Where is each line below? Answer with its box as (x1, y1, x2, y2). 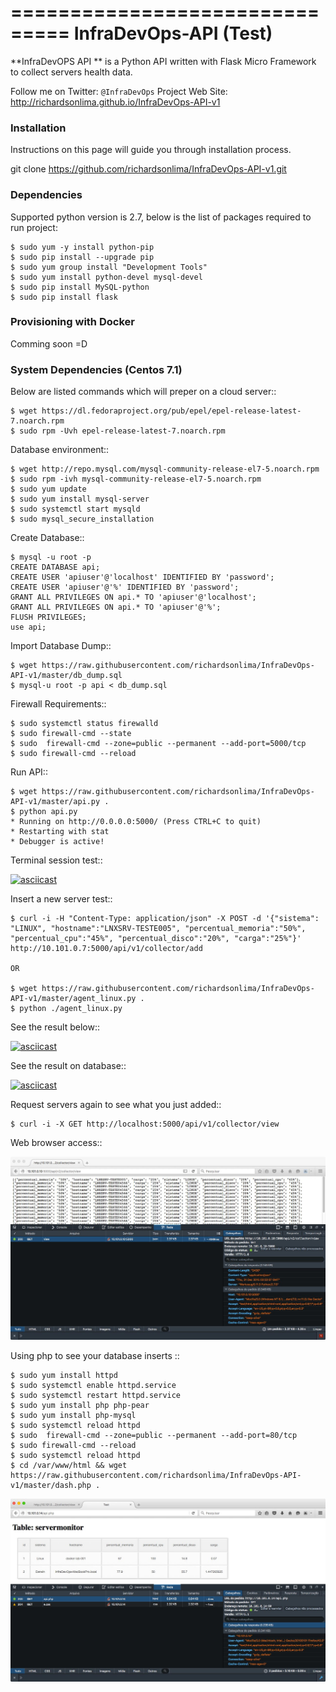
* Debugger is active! (10, 837, 105, 847)
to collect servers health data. (10, 66, 133, 78)
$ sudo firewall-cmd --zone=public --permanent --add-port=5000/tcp (10, 739, 307, 749)
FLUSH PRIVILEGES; (10, 612, 87, 623)
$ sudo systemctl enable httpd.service (10, 1380, 177, 1390)
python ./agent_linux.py (19, 1004, 123, 1014)
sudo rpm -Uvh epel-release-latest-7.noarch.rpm (19, 426, 226, 436)
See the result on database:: (10, 1060, 127, 1072)
